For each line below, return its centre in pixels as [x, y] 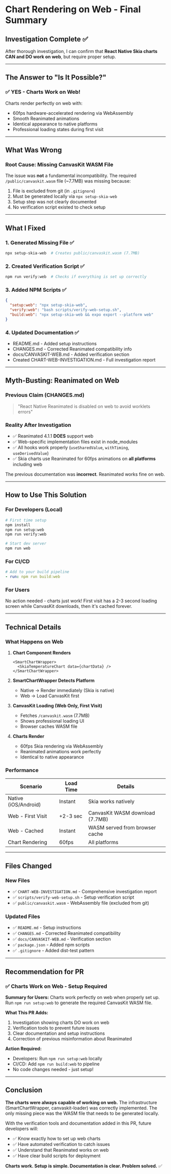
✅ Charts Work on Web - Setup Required [56, 986]
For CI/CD [18, 561]
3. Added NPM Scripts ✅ [36, 290]
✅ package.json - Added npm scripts [51, 945]
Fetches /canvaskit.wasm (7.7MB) [55, 716]
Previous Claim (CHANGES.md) [45, 395]
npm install [18, 525]
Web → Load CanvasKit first [50, 696]
